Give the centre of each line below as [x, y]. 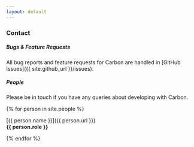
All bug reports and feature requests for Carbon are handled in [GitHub [93, 62]
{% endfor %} [23, 139]
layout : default [26, 12]
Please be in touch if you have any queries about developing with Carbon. [97, 97]
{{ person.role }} [27, 127]
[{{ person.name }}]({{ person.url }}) [51, 121]
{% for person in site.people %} [45, 109]
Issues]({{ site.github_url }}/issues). [50, 68]
